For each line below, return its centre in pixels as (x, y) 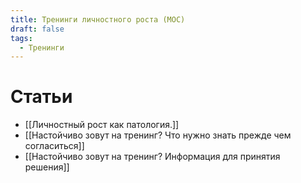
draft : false (37, 29)
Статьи (41, 97)
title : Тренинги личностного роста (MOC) (98, 19)
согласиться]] (54, 146)
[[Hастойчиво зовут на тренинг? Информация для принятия (152, 157)
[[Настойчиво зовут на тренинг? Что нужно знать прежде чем (158, 135)
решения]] (47, 167)
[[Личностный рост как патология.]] (102, 125)
